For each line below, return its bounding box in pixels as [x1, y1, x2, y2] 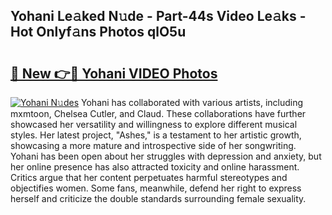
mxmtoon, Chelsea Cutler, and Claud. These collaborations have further [10, 108, 307, 119]
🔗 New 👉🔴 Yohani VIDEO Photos [10, 65, 218, 82]
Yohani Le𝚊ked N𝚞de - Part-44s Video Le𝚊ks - [10, 8, 307, 25]
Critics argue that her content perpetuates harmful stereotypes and [10, 172, 288, 183]
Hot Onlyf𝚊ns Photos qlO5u [10, 24, 187, 41]
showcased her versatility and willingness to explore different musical [10, 119, 298, 130]
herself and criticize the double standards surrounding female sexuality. [10, 193, 307, 204]
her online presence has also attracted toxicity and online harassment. [10, 161, 300, 173]
